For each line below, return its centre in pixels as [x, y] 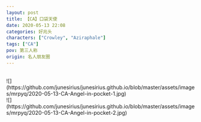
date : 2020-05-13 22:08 [36, 25]
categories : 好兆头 [29, 32]
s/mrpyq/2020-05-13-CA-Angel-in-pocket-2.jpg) [67, 112]
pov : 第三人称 [22, 51]
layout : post [22, 13]
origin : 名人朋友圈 [28, 57]
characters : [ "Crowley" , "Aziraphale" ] [56, 38]
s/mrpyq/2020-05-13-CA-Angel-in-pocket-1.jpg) [66, 93]
